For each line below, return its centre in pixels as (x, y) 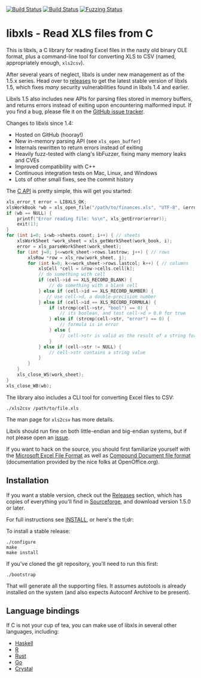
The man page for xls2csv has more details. (60, 419)
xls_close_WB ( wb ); (29, 386)
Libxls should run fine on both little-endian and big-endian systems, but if (97, 431)
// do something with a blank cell (93, 286)
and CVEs (27, 160)
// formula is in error (89, 325)
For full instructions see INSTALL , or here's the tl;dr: (70, 519)
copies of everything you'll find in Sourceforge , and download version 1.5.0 (99, 501)
